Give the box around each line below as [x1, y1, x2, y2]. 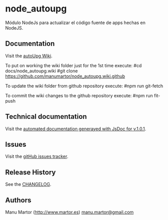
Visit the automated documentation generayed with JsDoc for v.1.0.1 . [5, 126, 146, 132]
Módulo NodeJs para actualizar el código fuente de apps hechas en [5, 20, 145, 26]
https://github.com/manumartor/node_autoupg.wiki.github [5, 73, 125, 79]
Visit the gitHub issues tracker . [5, 153, 69, 159]
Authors [5, 196, 32, 204]
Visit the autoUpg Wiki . [5, 53, 53, 59]
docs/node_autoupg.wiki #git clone [5, 68, 78, 74]
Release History [5, 168, 56, 176]
